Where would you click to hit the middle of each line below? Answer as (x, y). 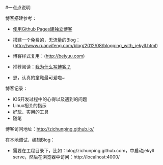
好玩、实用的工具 (31, 112)
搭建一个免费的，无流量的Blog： (46, 40)
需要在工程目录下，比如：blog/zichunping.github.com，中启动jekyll (83, 151)
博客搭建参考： (21, 18)
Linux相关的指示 (30, 105)
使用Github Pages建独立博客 (43, 29)
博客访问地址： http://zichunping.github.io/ (50, 129)
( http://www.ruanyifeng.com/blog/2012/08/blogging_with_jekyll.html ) (85, 45)
